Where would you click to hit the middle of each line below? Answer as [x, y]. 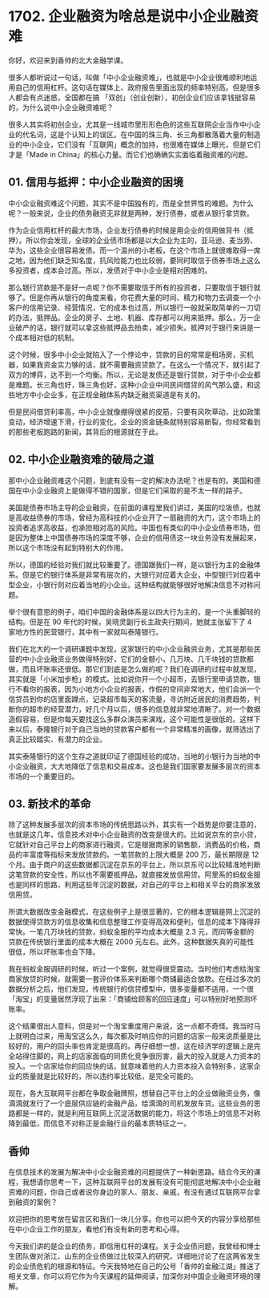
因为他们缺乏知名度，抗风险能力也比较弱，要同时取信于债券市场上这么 [145, 260]
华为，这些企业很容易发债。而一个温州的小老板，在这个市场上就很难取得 [127, 250]
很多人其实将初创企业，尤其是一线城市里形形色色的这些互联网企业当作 [124, 124]
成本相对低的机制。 [46, 337]
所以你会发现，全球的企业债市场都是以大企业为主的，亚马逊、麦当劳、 [141, 240]
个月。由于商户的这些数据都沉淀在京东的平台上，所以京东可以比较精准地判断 [134, 865]
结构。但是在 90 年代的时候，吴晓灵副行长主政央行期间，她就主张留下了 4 [130, 622]
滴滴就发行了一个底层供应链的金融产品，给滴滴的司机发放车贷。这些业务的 [131, 1103]
